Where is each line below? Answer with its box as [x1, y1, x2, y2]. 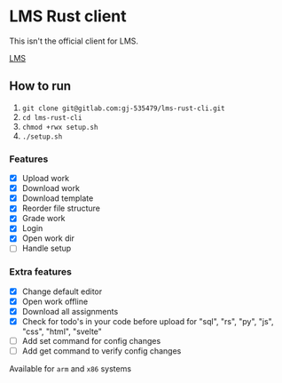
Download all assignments [21, 306, 119, 316]
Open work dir [21, 233, 75, 243]
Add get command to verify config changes [21, 346, 182, 356]
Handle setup [21, 243, 72, 254]
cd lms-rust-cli [21, 113, 82, 122]
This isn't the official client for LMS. [9, 36, 139, 46]
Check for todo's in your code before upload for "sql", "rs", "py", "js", [21, 316, 274, 327]
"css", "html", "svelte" [21, 326, 102, 337]
